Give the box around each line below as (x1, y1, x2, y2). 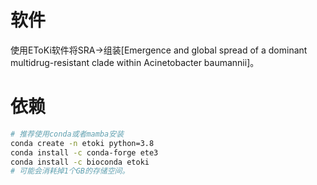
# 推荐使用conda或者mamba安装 (10, 129, 125, 139)
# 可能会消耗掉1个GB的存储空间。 (10, 166, 130, 176)
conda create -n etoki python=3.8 (10, 138, 155, 148)
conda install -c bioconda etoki (10, 157, 150, 167)
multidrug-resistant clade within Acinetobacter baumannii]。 (10, 56, 260, 68)
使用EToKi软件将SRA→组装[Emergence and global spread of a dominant (10, 44, 308, 56)
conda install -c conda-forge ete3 (10, 147, 159, 158)
